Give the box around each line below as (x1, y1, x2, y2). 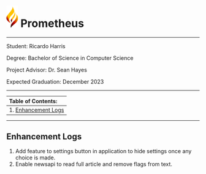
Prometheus (20, 16, 85, 31)
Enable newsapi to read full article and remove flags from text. (15, 161, 173, 168)
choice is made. (15, 154, 56, 161)
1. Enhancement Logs (9, 106, 64, 114)
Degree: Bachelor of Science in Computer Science (6, 54, 134, 62)
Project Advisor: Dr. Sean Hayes (6, 67, 88, 74)
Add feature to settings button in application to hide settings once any (15, 148, 192, 155)
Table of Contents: (9, 97, 58, 104)
